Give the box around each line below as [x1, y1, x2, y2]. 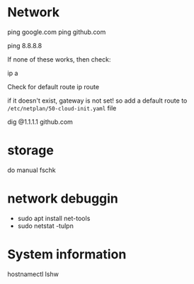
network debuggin [7, 191, 119, 207]
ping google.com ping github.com [7, 28, 106, 36]
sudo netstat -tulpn [17, 221, 74, 230]
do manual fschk [7, 166, 56, 174]
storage [7, 142, 55, 159]
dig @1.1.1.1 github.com [7, 118, 73, 126]
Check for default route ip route [7, 82, 100, 91]
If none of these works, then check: [7, 55, 111, 64]
